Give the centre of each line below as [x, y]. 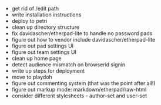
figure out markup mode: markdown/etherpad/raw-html [79, 89]
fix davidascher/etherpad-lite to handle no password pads [82, 33]
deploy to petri [29, 21]
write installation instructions [46, 15]
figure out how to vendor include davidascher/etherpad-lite [83, 40]
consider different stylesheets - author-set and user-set [79, 96]
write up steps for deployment [48, 71]
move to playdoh [32, 77]
